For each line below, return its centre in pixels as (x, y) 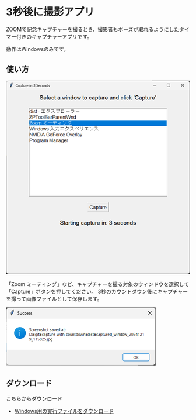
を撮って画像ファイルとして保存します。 (54, 298)
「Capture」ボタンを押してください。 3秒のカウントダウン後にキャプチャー (97, 291)
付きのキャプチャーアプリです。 (54, 36)
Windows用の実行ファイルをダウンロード (64, 411)
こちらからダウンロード (34, 398)
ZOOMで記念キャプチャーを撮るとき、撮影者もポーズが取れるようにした (93, 29)
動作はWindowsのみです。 (37, 49)
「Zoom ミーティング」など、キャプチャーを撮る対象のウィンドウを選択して (98, 284)
